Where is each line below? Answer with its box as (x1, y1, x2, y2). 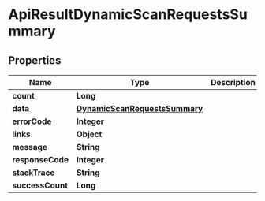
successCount (12, 180, 69, 191)
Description (210, 77, 256, 87)
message (12, 142, 47, 152)
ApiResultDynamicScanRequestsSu (8, 6, 248, 24)
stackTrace (12, 167, 55, 178)
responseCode (12, 154, 69, 165)
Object (76, 128, 103, 140)
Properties (8, 54, 62, 67)
